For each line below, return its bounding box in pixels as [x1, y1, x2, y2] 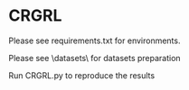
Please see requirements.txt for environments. [8, 35, 181, 46]
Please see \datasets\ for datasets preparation [8, 52, 182, 63]
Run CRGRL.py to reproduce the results [8, 69, 156, 81]
